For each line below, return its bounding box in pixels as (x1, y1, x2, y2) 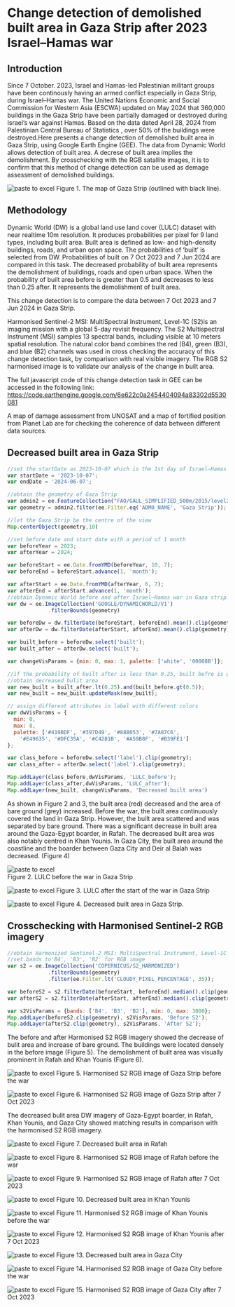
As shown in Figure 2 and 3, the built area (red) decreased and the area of (7, 799, 221, 808)
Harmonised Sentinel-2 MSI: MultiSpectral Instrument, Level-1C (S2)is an (7, 317, 218, 325)
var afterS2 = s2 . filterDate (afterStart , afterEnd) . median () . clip (7, 994, 205, 1002)
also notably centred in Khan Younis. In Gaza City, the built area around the (7, 837, 224, 845)
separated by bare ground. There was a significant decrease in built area (7, 822, 218, 830)
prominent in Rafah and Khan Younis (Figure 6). (7, 1055, 144, 1064)
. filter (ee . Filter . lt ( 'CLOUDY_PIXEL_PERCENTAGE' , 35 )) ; (48, 976, 215, 983)
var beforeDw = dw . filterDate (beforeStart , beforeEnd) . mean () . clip (7, 619, 208, 627)
